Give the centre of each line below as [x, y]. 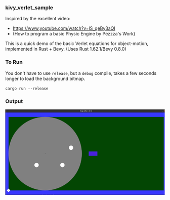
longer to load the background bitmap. [45, 78]
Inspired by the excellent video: [38, 19]
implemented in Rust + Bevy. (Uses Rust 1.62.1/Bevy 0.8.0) [66, 49]
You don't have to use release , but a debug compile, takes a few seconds [81, 73]
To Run [14, 62]
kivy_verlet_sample [29, 8]
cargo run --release [27, 88]
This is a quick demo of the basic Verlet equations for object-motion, [77, 44]
